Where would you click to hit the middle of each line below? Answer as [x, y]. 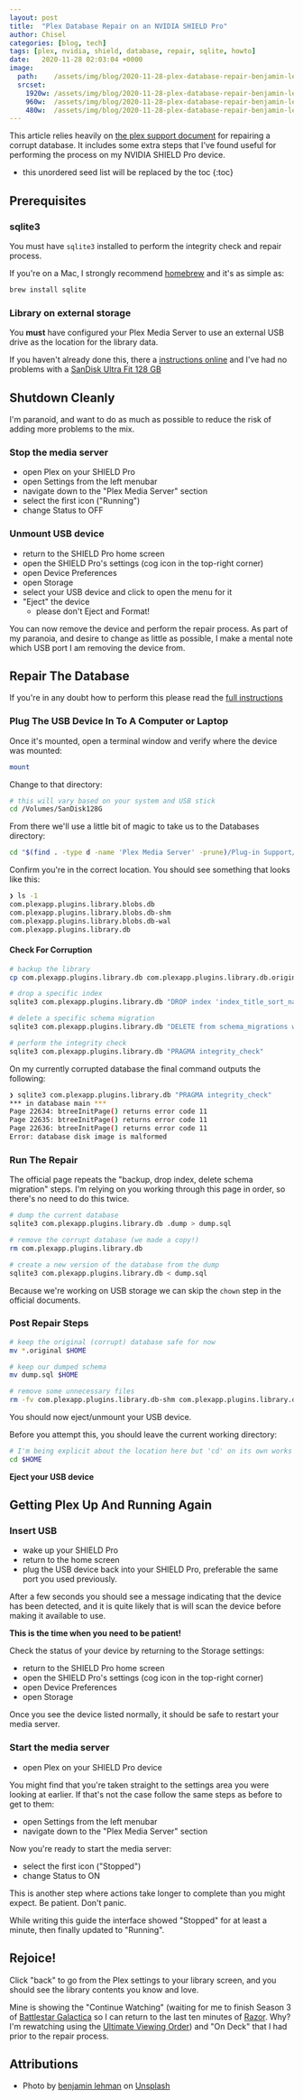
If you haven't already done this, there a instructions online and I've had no [148, 360]
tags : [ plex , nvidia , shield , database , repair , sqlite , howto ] [133, 51]
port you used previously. [69, 1579]
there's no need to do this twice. [69, 1199]
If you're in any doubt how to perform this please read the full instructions [147, 698]
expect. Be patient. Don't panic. [68, 1902]
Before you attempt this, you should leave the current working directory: [143, 1435]
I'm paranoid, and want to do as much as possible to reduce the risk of [141, 419]
